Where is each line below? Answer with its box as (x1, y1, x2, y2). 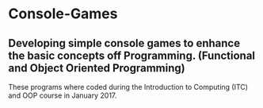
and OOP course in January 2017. (8, 91, 117, 100)
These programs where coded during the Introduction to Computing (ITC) (8, 83, 248, 91)
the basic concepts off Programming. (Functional (8, 48, 256, 62)
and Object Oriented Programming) (8, 61, 185, 75)
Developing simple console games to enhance (8, 37, 240, 50)
